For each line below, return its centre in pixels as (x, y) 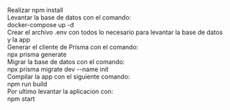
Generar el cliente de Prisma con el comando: (73, 47)
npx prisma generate (37, 54)
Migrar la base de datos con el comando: (66, 62)
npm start (21, 99)
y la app (19, 40)
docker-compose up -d (41, 25)
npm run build (27, 84)
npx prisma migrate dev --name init (58, 69)
